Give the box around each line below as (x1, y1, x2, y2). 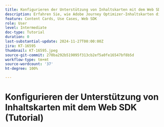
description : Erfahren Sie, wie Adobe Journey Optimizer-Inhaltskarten (5, 12, 154, 17)
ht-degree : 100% (5, 66, 38, 71)
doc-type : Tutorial (5, 30, 45, 35)
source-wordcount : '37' (5, 62, 54, 66)
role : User (5, 21, 27, 26)
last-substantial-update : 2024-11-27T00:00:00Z (5, 39, 104, 44)
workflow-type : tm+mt (5, 57, 49, 62)
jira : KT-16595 (5, 43, 36, 48)
